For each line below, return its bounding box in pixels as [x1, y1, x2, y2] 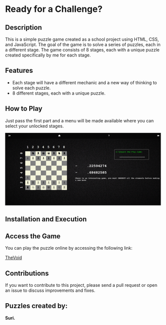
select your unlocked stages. [5, 123, 64, 129]
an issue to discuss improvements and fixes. [5, 287, 95, 293]
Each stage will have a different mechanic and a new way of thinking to [12, 79, 157, 85]
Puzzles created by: [5, 302, 68, 310]
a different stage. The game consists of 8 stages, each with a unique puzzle [5, 47, 160, 53]
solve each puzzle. [12, 85, 51, 91]
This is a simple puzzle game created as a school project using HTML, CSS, [5, 36, 159, 42]
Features [5, 66, 33, 75]
